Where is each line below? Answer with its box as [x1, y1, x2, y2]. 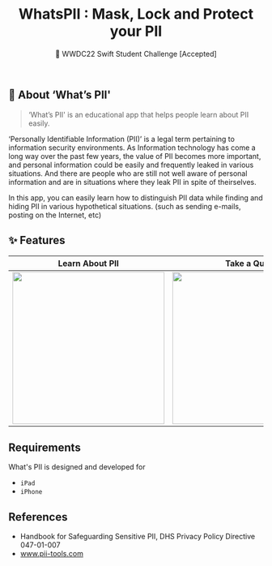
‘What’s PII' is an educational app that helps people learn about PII [28, 109, 249, 119]
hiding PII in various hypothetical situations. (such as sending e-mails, [8, 201, 241, 211]
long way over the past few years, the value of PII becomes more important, [8, 151, 261, 161]
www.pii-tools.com [19, 549, 83, 559]
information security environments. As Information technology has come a [8, 143, 257, 152]
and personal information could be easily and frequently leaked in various [8, 160, 254, 169]
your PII [109, 22, 163, 41]
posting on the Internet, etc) [8, 210, 102, 220]
